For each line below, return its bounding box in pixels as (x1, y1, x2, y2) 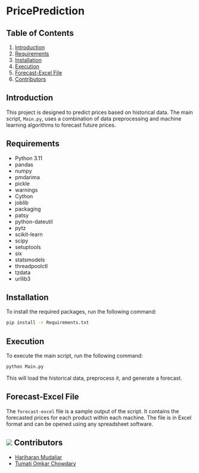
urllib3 (14, 275, 31, 282)
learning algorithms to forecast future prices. (6, 121, 116, 128)
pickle (14, 180, 30, 187)
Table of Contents (6, 28, 74, 38)
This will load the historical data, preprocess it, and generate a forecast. (6, 374, 183, 382)
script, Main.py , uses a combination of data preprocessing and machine (6, 115, 182, 122)
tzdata (14, 269, 31, 276)
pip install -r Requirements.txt (6, 320, 89, 326)
